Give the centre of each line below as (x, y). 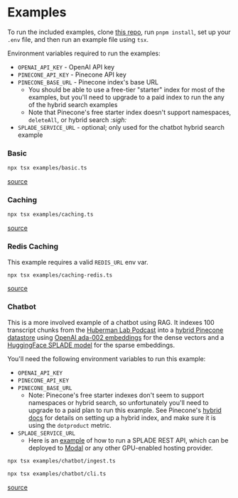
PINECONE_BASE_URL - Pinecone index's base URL (88, 82)
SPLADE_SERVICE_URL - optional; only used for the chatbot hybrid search (121, 127)
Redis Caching (33, 247)
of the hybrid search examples (73, 104)
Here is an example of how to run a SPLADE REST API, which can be (128, 440)
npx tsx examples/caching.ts (50, 215)
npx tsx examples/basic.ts (47, 168)
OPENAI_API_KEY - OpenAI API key (66, 67)
